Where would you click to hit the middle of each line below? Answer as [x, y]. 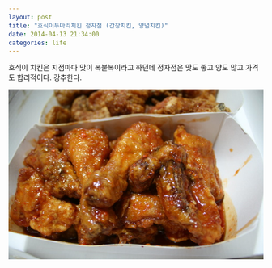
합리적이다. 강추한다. [49, 77]
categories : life [38, 43]
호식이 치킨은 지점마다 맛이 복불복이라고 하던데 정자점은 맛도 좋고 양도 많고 [126, 68]
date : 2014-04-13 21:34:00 [54, 34]
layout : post [30, 17]
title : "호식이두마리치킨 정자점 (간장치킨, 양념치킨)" [88, 25]
